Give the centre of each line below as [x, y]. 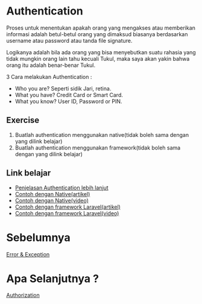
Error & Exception [28, 254]
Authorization [23, 295]
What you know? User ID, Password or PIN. [68, 101]
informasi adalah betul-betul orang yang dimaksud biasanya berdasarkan [97, 34]
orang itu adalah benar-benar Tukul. [51, 65]
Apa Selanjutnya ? [53, 278]
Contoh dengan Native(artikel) [52, 194]
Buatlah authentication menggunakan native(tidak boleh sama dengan [102, 135]
